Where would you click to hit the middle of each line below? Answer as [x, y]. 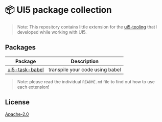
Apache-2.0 [17, 114]
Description [85, 61]
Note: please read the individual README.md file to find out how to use [86, 81]
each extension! [33, 87]
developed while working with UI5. [52, 32]
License [17, 102]
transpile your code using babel [85, 70]
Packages [20, 48]
